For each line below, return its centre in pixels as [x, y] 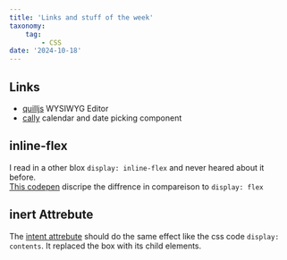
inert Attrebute [51, 215]
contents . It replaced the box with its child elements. [106, 246]
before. [23, 177]
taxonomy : [28, 26]
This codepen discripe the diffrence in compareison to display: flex [136, 186]
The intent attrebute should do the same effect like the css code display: [144, 236]
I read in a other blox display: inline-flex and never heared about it [137, 167]
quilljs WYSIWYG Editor [65, 108]
